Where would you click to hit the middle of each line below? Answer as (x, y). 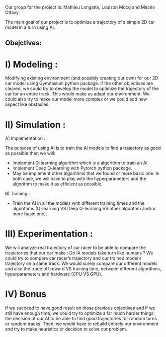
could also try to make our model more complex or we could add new (76, 99)
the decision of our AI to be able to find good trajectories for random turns (81, 319)
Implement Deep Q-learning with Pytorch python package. (72, 168)
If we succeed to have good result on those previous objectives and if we (80, 308)
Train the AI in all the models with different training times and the (79, 203)
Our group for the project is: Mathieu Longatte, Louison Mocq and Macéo (80, 7)
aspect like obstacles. (27, 104)
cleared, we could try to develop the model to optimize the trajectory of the (82, 88)
